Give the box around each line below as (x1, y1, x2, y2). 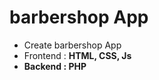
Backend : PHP (23, 60, 87, 72)
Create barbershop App (23, 39, 122, 51)
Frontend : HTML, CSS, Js (23, 49, 132, 61)
